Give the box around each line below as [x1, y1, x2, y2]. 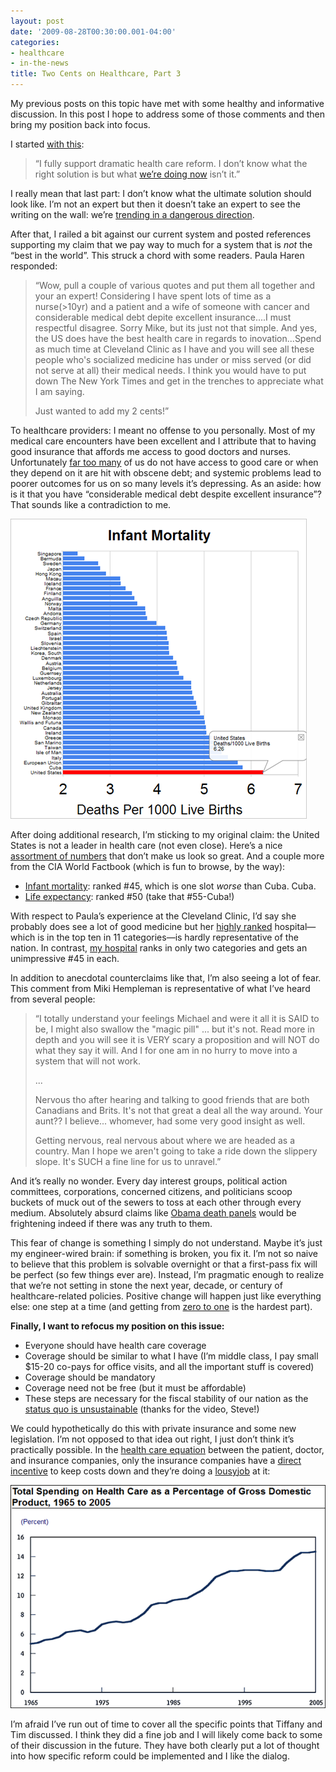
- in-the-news [10, 58, 70, 69]
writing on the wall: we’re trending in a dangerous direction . [10, 209, 255, 220]
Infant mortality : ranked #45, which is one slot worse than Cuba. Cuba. [24, 880, 317, 892]
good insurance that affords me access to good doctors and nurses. [10, 446, 292, 457]
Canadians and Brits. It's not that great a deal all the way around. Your [34, 1105, 323, 1116]
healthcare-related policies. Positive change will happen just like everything [10, 1290, 322, 1302]
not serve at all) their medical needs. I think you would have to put [34, 365, 307, 376]
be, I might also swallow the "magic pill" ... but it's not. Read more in [34, 1023, 316, 1035]
